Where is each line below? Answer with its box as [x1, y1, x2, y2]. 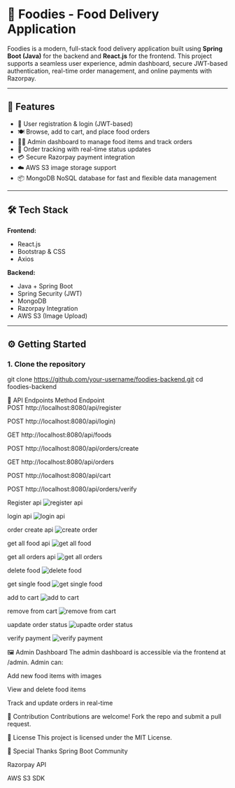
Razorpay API [7, 761, 47, 769]
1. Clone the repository [7, 359, 86, 369]
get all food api [7, 539, 50, 548]
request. [7, 720, 31, 729]
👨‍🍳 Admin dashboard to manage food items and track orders [17, 137, 192, 146]
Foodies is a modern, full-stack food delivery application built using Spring [7, 44, 223, 52]
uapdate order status [7, 621, 68, 629]
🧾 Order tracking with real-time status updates [17, 145, 152, 153]
